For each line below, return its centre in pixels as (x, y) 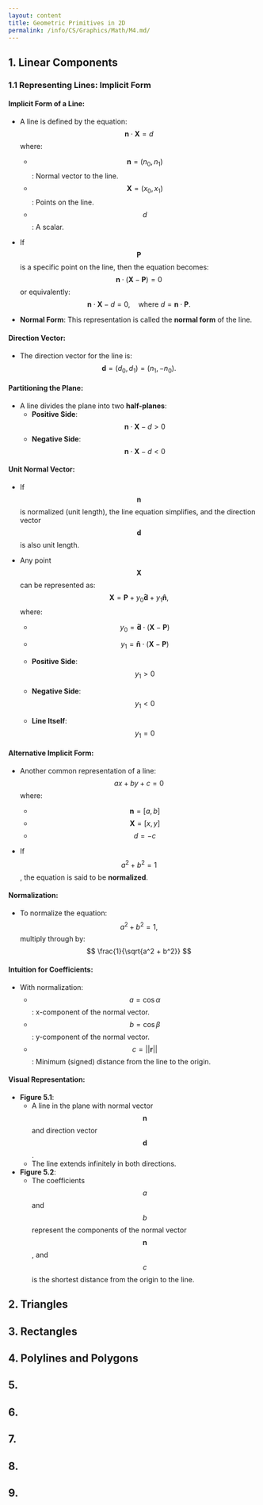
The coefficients (58, 1180)
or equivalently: (45, 292)
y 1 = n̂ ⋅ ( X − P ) (145, 645)
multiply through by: (52, 939)
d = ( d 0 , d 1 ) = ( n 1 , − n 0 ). (139, 369)
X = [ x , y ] (145, 823)
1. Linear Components (63, 62)
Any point (35, 560)
